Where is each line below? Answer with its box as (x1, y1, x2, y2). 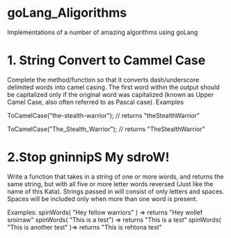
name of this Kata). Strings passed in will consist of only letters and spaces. (7, 187, 225, 195)
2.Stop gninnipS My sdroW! (7, 149, 170, 165)
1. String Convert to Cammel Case (7, 52, 206, 68)
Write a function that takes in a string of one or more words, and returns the (7, 172, 224, 181)
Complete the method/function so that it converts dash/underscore (7, 75, 200, 84)
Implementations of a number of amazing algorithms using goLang (7, 28, 198, 36)
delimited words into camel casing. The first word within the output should (7, 82, 221, 91)
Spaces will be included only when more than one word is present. (7, 194, 198, 203)
